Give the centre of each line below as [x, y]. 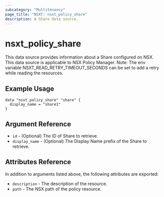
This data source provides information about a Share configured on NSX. [80, 57]
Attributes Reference [38, 162]
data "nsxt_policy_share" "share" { [43, 100]
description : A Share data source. [42, 19]
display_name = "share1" [35, 105]
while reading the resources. [34, 73]
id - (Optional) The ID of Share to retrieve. [55, 136]
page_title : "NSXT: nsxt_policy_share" [46, 14]
